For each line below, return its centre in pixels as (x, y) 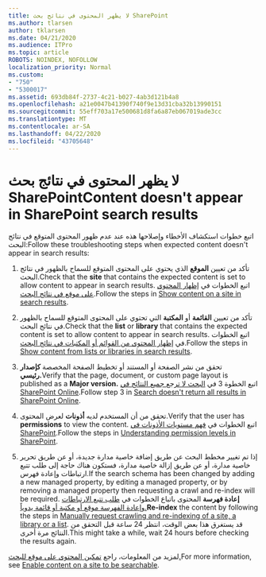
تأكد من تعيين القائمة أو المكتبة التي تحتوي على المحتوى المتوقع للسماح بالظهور (136, 318)
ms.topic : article (39, 52)
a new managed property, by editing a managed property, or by (123, 482)
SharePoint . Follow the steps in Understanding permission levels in (128, 433)
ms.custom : (26, 75)
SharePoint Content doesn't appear (126, 197)
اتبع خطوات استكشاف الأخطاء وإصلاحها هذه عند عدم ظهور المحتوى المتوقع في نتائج (131, 236)
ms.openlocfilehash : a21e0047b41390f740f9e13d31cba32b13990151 (115, 104)
